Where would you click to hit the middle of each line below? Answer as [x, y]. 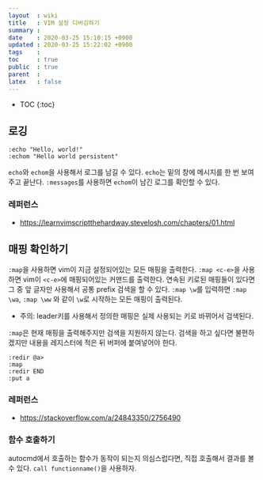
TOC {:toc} [37, 104]
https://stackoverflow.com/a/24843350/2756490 [100, 418]
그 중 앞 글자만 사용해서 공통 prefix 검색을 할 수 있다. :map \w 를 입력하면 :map [128, 289]
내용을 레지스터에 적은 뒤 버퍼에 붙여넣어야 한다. [103, 343]
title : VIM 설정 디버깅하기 [54, 23]
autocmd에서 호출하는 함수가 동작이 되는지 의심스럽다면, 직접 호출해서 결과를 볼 [131, 459]
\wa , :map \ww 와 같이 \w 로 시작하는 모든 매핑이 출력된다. [95, 299]
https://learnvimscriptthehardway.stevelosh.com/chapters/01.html [127, 222]
